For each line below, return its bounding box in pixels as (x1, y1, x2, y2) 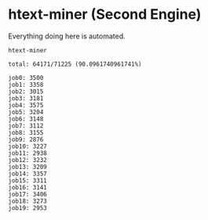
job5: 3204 (8, 108, 44, 116)
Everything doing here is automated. (8, 31, 126, 41)
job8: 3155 (8, 128, 44, 136)
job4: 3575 (8, 101, 44, 109)
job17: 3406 (8, 190, 47, 198)
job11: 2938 (8, 149, 47, 157)
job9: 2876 (8, 135, 44, 143)
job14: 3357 (8, 170, 47, 178)
